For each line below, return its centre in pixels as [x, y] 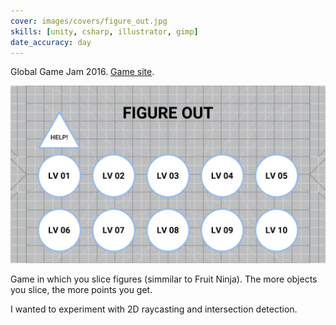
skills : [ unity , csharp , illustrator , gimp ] [104, 31]
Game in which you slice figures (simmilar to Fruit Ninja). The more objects [164, 279]
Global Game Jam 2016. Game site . [82, 72]
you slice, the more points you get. [81, 289]
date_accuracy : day [51, 42]
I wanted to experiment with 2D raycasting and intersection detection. [154, 309]
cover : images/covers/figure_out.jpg [89, 21]
